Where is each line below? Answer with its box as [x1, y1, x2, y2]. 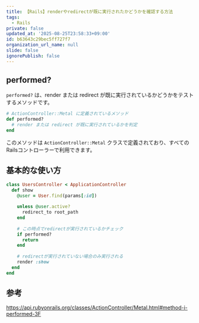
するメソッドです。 [6, 99, 53, 106]
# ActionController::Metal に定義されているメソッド [6, 111, 129, 117]
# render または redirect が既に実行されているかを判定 [11, 122, 138, 128]
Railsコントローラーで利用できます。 [6, 146, 95, 153]
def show [11, 187, 33, 193]
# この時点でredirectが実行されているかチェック [17, 225, 123, 232]
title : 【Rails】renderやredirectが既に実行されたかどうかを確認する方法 [6, 8, 173, 15]
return [21, 237, 39, 243]
